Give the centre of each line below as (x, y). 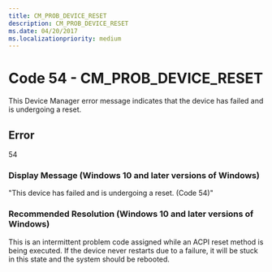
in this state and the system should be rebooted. (89, 259)
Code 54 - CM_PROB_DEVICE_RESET (136, 79)
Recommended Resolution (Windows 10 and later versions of (131, 214)
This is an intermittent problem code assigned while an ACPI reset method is (136, 242)
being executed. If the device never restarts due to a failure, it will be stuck (133, 250)
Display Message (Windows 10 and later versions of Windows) (134, 175)
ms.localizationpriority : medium (65, 38)
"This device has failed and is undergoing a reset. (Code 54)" (111, 193)
